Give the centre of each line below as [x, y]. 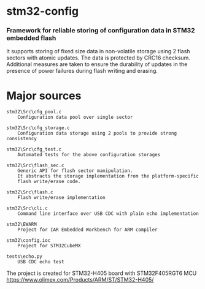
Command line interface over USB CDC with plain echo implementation [108, 214]
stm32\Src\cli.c [27, 208]
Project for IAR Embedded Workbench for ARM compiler [87, 230]
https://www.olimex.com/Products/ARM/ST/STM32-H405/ [80, 280]
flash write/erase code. [49, 182]
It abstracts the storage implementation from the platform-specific [108, 176]
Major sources [44, 96]
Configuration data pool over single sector [75, 118]
